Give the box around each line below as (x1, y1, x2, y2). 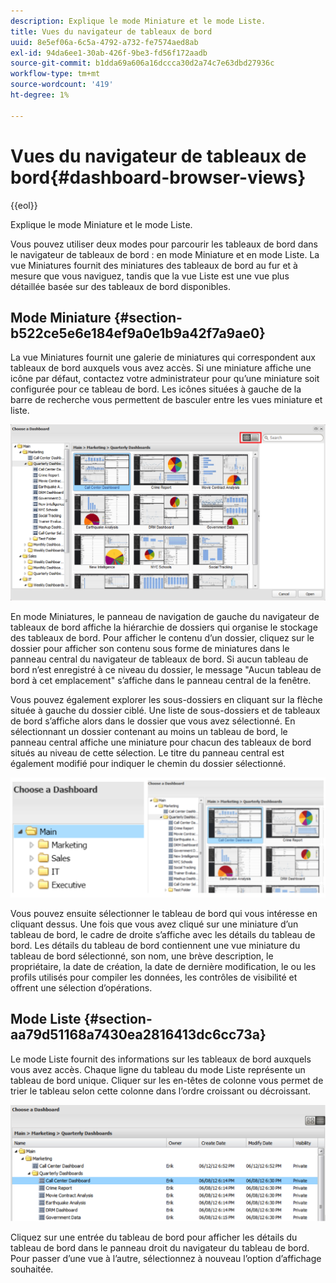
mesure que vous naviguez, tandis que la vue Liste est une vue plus (10, 270, 290, 282)
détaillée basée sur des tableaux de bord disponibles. (10, 280, 232, 292)
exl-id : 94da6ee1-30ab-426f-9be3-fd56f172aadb (10, 48, 208, 58)
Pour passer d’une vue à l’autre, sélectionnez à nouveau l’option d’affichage (10, 1252, 322, 1264)
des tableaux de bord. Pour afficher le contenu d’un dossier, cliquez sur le (10, 632, 315, 644)
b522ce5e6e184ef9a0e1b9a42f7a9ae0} (10, 325, 266, 342)
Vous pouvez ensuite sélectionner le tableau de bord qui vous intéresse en (10, 907, 318, 919)
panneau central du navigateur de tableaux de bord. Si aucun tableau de (10, 653, 309, 665)
